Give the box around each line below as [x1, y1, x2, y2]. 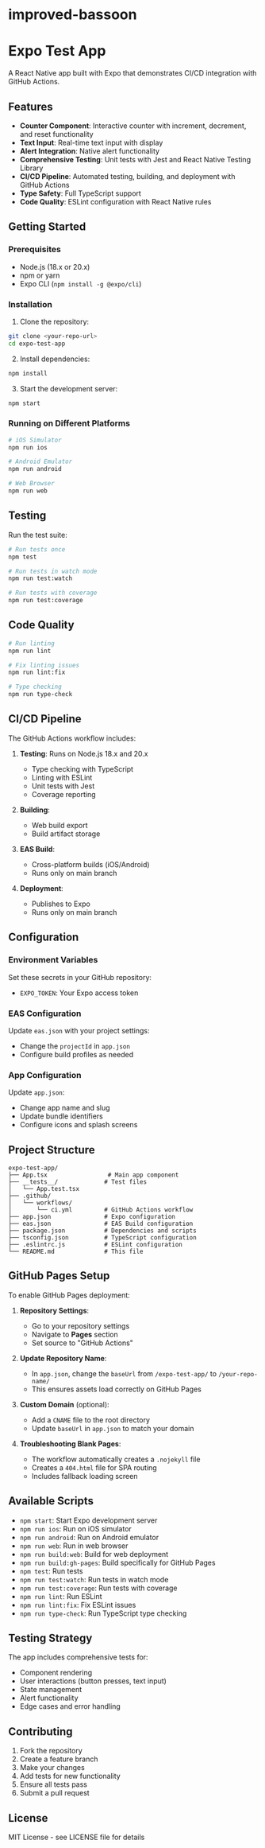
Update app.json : [8, 1087, 65, 1097]
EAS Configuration [8, 1008, 82, 1019]
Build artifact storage [31, 829, 101, 838]
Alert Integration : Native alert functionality [19, 146, 160, 156]
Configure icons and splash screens [19, 1120, 138, 1130]
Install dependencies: [19, 354, 90, 364]
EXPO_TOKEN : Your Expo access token [19, 988, 139, 998]
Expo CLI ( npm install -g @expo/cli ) [19, 278, 142, 288]
